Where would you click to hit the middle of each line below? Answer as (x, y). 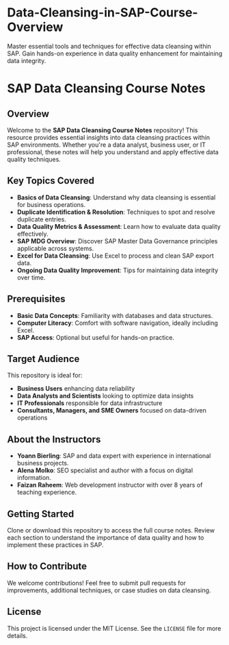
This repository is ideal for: (45, 376)
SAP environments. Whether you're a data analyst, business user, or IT (107, 145)
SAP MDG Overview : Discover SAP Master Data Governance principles (117, 241)
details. (17, 635)
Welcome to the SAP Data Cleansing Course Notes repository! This (103, 130)
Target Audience (43, 359)
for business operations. (51, 204)
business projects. (43, 463)
